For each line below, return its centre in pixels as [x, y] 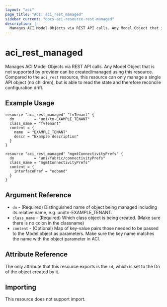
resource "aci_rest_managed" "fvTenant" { [50, 115]
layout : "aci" [20, 10]
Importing [21, 287]
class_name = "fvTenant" [35, 123]
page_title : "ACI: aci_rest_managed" [44, 14]
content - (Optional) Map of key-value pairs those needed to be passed [85, 228]
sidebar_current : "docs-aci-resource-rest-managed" [60, 19]
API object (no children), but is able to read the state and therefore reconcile [83, 82]
